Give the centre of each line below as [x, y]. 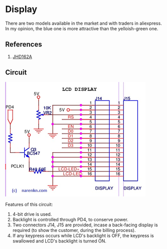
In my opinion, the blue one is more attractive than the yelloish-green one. [82, 28]
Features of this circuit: [29, 204]
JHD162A [22, 56]
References [24, 45]
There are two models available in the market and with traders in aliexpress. [83, 23]
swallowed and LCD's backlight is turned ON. [59, 241]
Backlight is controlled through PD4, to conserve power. [70, 219]
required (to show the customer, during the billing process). [74, 230]
